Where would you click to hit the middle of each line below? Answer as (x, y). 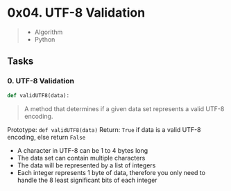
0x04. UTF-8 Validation (76, 13)
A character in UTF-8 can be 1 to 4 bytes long (83, 150)
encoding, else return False (46, 137)
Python (45, 39)
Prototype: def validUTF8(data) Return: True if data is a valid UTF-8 (104, 129)
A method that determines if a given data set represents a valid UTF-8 (124, 108)
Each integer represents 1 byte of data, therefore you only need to (111, 172)
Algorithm (49, 32)
